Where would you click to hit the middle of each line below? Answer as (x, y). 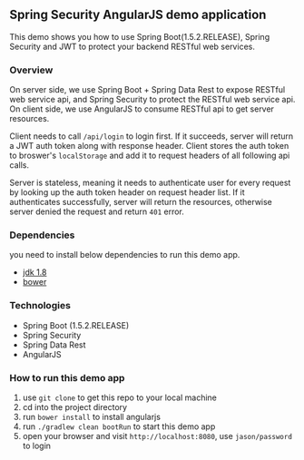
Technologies (40, 306)
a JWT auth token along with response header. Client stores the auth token (149, 146)
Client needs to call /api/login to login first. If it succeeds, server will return (152, 136)
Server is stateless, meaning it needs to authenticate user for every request (150, 183)
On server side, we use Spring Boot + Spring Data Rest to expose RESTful (147, 90)
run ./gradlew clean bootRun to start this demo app (119, 426)
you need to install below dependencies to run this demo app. (125, 255)
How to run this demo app (67, 377)
